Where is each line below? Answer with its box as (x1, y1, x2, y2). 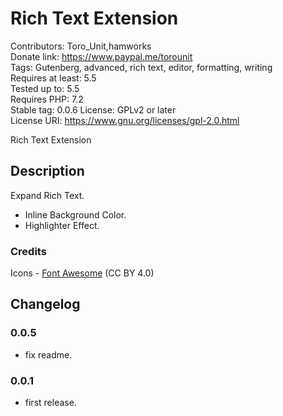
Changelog (10, 296, 81, 313)
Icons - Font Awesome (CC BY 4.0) (10, 267, 155, 279)
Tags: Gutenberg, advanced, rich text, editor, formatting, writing (10, 61, 273, 73)
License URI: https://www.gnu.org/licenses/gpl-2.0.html (10, 114, 240, 126)
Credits (10, 244, 47, 258)
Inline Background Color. (24, 208, 127, 221)
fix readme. (24, 348, 73, 361)
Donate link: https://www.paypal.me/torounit (10, 50, 193, 62)
